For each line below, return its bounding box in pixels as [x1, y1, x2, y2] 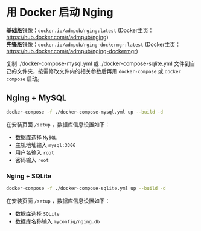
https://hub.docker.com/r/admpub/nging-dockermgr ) [6, 47, 139, 54]
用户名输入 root [14, 149, 54, 156]
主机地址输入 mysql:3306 [14, 141, 76, 148]
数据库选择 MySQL [14, 134, 57, 141]
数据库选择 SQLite [14, 210, 60, 217]
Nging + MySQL [6, 93, 67, 103]
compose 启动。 [6, 75, 43, 82]
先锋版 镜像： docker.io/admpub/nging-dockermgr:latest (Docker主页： [6, 41, 181, 48]
